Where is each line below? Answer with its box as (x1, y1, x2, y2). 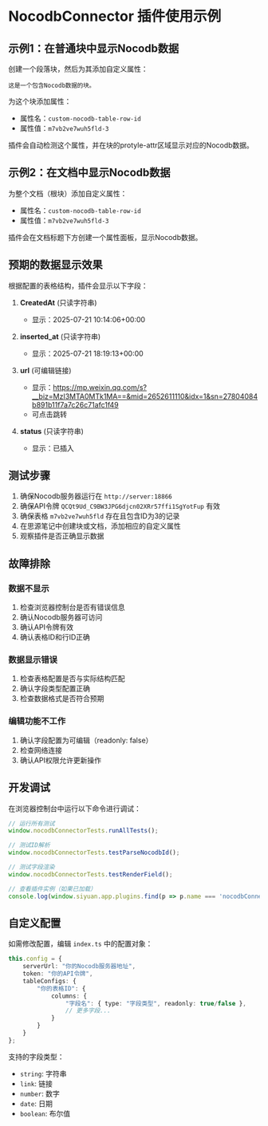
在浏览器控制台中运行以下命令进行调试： (8, 803, 141, 813)
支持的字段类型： (8, 1052, 65, 1061)
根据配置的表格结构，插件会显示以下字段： (8, 281, 148, 290)
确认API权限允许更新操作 (19, 755, 102, 765)
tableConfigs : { (22, 977, 77, 985)
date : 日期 (19, 1098, 53, 1108)
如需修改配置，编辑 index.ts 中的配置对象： (8, 939, 153, 949)
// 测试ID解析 (8, 841, 50, 849)
